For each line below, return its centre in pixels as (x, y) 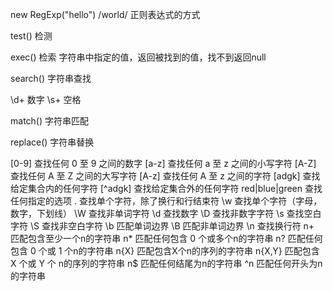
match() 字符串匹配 (49, 121)
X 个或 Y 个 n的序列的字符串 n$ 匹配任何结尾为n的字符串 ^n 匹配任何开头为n (166, 263)
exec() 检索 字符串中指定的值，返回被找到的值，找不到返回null (138, 57)
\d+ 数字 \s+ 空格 (46, 99)
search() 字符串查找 (51, 78)
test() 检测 (31, 36)
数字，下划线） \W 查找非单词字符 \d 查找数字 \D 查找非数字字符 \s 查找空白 (166, 213)
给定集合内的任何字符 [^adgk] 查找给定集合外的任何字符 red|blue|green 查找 (166, 188)
